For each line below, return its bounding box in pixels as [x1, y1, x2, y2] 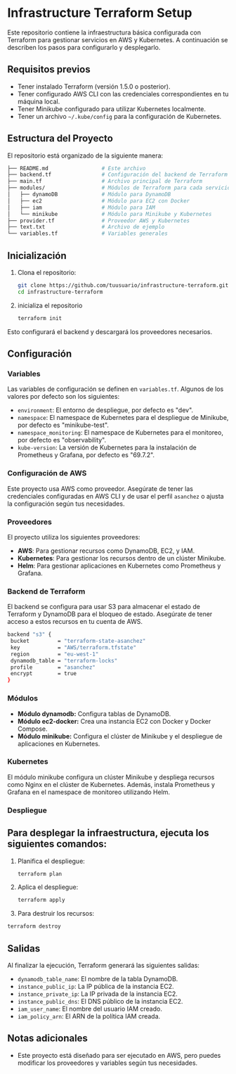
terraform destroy [7, 923, 61, 930]
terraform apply [17, 897, 65, 904]
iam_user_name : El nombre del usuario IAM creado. [17, 1004, 163, 1013]
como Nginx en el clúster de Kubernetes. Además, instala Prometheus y [7, 780, 216, 788]
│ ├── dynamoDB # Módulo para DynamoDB [7, 191, 171, 198]
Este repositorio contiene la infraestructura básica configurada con [7, 28, 202, 37]
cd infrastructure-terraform [17, 288, 103, 295]
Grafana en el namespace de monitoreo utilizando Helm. [7, 788, 171, 796]
